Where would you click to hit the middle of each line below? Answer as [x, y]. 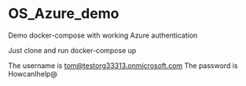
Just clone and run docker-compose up [72, 50]
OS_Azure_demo [64, 14]
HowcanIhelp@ [33, 73]
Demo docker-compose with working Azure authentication [103, 35]
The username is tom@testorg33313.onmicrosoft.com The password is [123, 65]
